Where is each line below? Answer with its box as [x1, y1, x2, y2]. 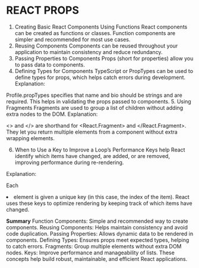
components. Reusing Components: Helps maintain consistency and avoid [6, 223, 188, 231]
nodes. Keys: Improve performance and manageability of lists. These [6, 249, 175, 256]
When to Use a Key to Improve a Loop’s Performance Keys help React [14, 146, 185, 153]
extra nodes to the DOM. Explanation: [6, 111, 98, 118]
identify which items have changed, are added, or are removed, [14, 152, 170, 159]
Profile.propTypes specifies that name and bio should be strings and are [6, 92, 182, 99]
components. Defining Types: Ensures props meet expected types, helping [6, 236, 189, 244]
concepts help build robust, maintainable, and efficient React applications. [6, 255, 188, 262]
